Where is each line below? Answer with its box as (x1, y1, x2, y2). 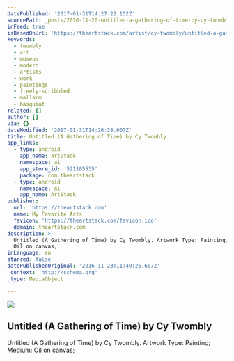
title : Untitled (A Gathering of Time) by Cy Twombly (7, 133, 167, 140)
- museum (13, 56, 39, 63)
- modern (13, 62, 39, 69)
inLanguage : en (7, 250, 52, 257)
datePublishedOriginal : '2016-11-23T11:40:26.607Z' (7, 262, 160, 269)
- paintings (13, 81, 49, 88)
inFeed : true (7, 23, 45, 30)
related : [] (7, 107, 42, 114)
